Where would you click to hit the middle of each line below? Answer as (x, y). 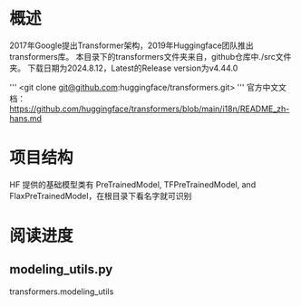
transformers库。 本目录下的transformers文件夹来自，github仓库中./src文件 (150, 56)
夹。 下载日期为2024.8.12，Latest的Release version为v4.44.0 (124, 68)
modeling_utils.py (61, 269)
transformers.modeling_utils (62, 292)
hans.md (26, 118)
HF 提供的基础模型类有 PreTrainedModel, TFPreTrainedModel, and (133, 184)
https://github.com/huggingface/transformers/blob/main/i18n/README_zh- (150, 109)
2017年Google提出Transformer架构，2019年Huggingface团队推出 (131, 45)
